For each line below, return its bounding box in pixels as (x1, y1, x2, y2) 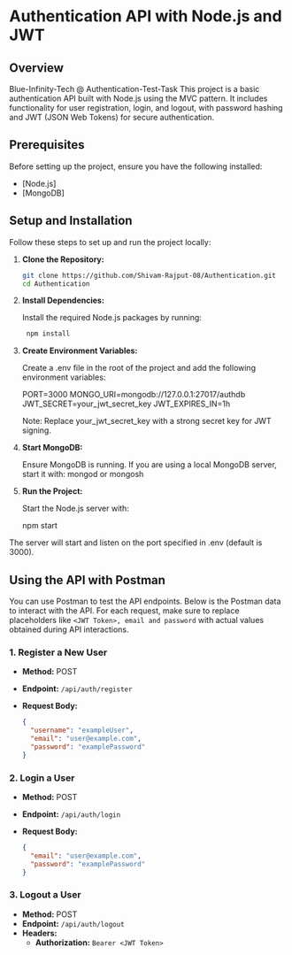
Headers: (21, 928, 58, 938)
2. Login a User (9, 772, 75, 784)
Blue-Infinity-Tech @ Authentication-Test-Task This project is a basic (9, 84, 260, 94)
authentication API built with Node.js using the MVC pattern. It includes (9, 93, 268, 104)
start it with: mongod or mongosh (21, 469, 144, 480)
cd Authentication (21, 279, 90, 289)
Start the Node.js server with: (21, 503, 130, 514)
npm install (26, 329, 71, 338)
